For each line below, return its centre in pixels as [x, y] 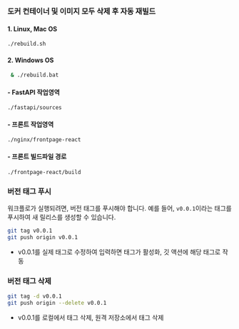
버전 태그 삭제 [30, 281]
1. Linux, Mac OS [32, 29]
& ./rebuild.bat [35, 75]
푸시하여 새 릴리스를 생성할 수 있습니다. [62, 217]
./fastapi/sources [35, 108]
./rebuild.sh [27, 44]
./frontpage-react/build [44, 172]
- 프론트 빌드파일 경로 [37, 157]
